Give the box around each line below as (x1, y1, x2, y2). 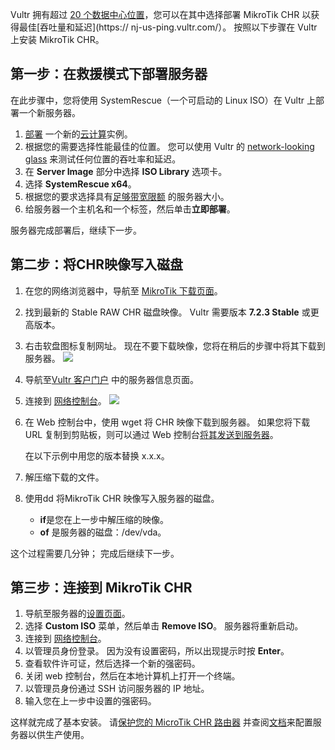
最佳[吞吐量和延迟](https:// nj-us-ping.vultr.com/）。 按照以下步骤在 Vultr (18, 21, 318, 33)
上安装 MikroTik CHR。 (10, 34, 105, 45)
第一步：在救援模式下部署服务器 (10, 66, 208, 83)
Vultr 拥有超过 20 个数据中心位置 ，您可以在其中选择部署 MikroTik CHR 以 (10, 9, 312, 20)
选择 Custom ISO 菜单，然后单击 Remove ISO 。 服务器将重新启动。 (24, 620, 304, 632)
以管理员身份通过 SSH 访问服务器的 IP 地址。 (24, 683, 210, 695)
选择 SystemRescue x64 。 (24, 178, 137, 190)
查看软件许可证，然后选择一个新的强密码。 (24, 658, 201, 670)
